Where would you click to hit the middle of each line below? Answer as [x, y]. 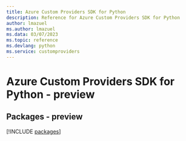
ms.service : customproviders [43, 52]
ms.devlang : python [31, 46]
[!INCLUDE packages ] [34, 131]
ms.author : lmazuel [31, 29]
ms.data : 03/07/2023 [32, 35]
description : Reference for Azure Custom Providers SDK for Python [93, 18]
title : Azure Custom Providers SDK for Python [66, 12]
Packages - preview [45, 117]
